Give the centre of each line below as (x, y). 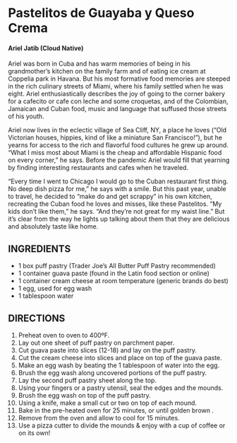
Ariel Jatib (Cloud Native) (46, 48)
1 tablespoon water (46, 296)
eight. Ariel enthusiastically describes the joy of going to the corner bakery (116, 94)
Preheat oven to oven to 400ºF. (64, 335)
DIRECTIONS (37, 318)
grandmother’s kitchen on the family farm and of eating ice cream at (107, 71)
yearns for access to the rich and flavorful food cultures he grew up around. (118, 145)
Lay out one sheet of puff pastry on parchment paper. (96, 343)
